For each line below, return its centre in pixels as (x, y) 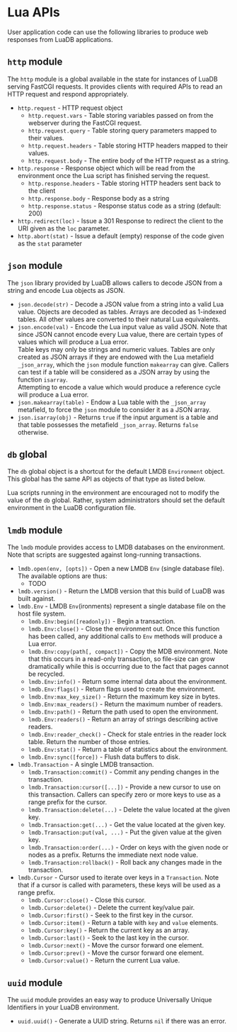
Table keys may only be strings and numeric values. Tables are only (116, 349)
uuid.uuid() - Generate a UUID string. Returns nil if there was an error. (122, 1021)
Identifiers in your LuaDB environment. (63, 1007)
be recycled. (46, 674)
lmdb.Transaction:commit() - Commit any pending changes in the (123, 772)
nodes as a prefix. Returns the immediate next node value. (113, 855)
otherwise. (33, 432)
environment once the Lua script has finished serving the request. (114, 175)
